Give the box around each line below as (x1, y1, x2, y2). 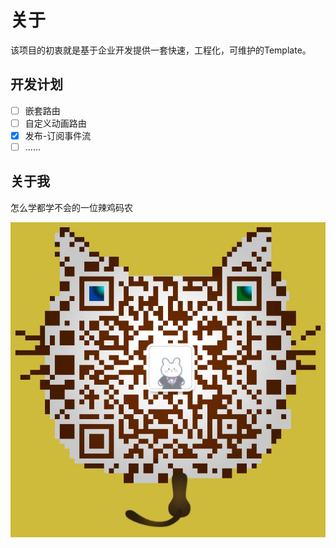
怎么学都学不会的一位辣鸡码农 (10, 201, 133, 213)
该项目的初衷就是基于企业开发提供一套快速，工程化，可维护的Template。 (10, 44, 312, 56)
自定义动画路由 (24, 117, 87, 129)
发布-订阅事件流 (24, 129, 92, 141)
